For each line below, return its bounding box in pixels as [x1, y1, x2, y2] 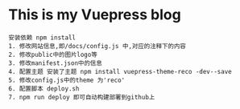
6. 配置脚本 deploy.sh [8, 84, 80, 93]
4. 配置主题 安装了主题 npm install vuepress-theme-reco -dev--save [8, 67, 232, 75]
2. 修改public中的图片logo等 [8, 50, 98, 59]
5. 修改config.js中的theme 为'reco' [8, 76, 126, 84]
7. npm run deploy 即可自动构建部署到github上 [8, 93, 155, 101]
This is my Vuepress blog [8, 6, 181, 24]
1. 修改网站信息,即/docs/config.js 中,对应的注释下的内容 [8, 42, 187, 50]
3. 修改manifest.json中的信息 [8, 59, 102, 67]
